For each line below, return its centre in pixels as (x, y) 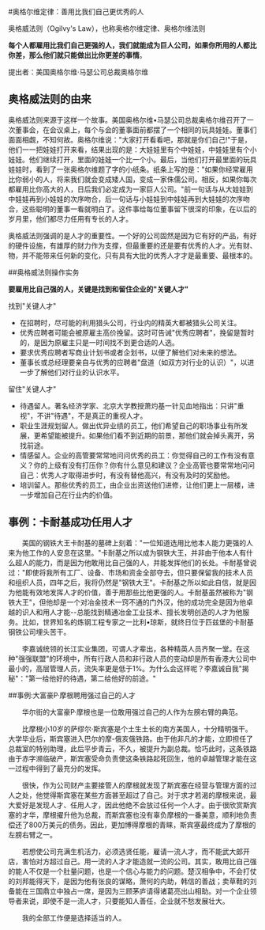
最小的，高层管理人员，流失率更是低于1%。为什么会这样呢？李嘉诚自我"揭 (129, 668)
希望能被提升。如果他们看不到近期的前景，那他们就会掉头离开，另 (147, 435)
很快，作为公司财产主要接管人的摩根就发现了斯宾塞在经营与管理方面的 (136, 785)
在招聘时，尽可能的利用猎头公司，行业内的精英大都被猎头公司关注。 (130, 322)
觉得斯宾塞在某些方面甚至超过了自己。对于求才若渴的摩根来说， (146, 795)
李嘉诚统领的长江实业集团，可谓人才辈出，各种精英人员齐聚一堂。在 (132, 648)
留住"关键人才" (32, 389)
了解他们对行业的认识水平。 (78, 372)
